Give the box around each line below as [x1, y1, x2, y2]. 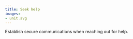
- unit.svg [5, 16, 27, 20]
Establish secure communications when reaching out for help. [5, 29, 128, 35]
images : [5, 11, 21, 16]
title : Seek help [5, 7, 40, 12]
